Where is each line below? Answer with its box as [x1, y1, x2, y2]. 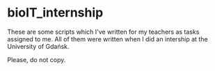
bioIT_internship [7, 5, 104, 21]
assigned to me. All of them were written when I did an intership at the [7, 34, 208, 43]
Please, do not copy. [7, 55, 66, 63]
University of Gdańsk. [7, 42, 70, 50]
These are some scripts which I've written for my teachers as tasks [7, 28, 200, 36]
